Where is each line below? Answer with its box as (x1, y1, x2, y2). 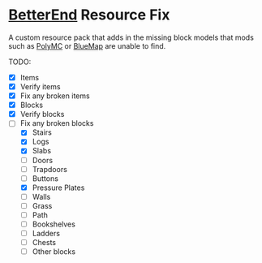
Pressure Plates (32, 183, 85, 192)
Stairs (32, 127, 53, 137)
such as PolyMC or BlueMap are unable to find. (8, 41, 166, 50)
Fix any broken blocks (19, 119, 94, 128)
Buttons (32, 173, 59, 183)
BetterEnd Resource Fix (8, 6, 170, 24)
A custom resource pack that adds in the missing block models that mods (8, 32, 254, 42)
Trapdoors (32, 164, 67, 174)
